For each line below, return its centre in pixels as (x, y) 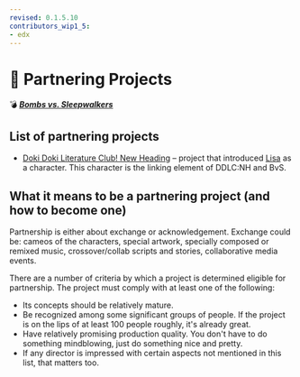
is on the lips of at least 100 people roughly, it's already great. (136, 324)
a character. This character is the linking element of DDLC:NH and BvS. (154, 168)
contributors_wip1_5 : (50, 26)
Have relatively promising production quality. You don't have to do (145, 334)
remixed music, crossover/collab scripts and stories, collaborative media (144, 251)
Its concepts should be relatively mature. (98, 305)
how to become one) (68, 210)
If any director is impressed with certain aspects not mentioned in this (152, 353)
